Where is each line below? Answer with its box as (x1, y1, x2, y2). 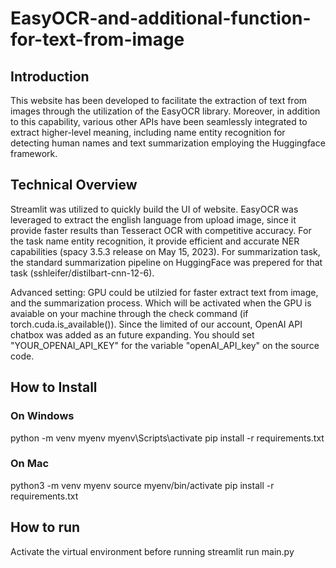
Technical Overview (10, 177, 138, 194)
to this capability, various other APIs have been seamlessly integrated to (10, 116, 308, 127)
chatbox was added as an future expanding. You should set (10, 328, 255, 341)
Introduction (10, 68, 90, 85)
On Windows (10, 409, 75, 423)
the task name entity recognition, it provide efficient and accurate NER (10, 235, 300, 247)
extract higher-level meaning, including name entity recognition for (10, 127, 286, 138)
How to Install (10, 379, 98, 396)
